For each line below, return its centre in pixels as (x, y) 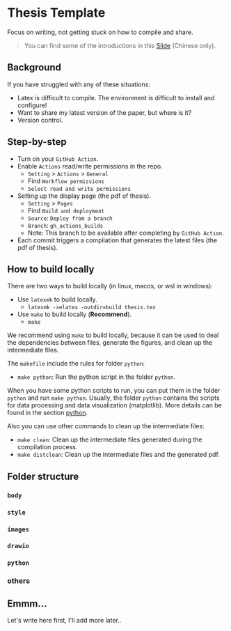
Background (34, 68)
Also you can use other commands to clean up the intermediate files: (106, 426)
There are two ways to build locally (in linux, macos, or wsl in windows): (110, 286)
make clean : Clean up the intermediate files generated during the (110, 439)
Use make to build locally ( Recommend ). (74, 314)
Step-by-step (37, 142)
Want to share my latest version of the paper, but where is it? (104, 112)
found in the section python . (48, 413)
